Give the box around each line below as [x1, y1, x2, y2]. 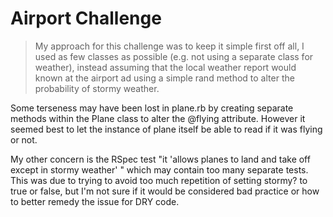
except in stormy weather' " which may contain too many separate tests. [10, 163, 309, 176]
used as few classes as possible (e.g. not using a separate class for [34, 50, 314, 62]
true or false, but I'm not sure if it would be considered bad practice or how [10, 185, 320, 197]
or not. [10, 133, 38, 146]
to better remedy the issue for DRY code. [10, 195, 180, 207]
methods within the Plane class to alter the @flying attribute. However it [10, 112, 306, 124]
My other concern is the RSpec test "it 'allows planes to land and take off [10, 153, 311, 165]
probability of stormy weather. [34, 82, 160, 94]
